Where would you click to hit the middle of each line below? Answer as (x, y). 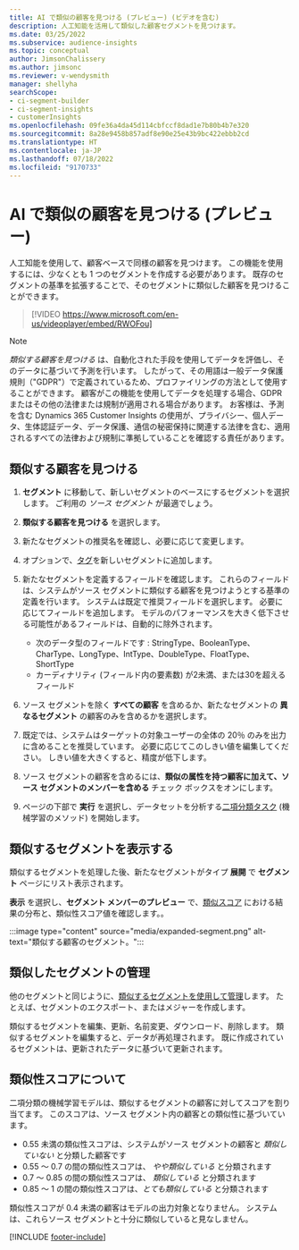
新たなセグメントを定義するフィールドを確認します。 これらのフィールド (156, 579)
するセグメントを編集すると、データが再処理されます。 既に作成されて (146, 1037)
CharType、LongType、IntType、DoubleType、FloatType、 (145, 655)
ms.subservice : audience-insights (74, 42)
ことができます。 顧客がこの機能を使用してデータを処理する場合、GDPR (149, 393)
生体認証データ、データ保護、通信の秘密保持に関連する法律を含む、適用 (158, 427)
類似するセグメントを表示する (91, 849)
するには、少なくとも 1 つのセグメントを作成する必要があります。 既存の (143, 274)
